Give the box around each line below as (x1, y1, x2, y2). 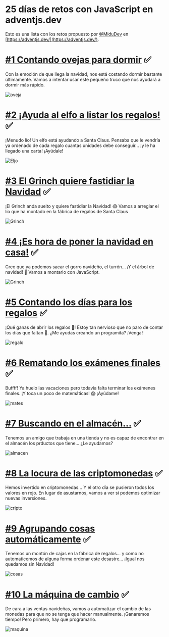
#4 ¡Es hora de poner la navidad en (5, 236, 154, 247)
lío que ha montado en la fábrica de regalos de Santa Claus (5, 208, 128, 214)
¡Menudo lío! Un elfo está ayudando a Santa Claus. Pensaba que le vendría (5, 137, 160, 143)
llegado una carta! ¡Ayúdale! (5, 148, 64, 154)
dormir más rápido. (5, 82, 45, 88)
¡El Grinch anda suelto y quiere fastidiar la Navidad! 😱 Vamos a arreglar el (5, 203, 159, 209)
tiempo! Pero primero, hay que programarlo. (5, 616, 97, 622)
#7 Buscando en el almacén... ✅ (5, 418, 141, 429)
